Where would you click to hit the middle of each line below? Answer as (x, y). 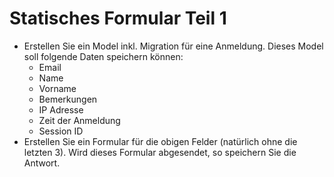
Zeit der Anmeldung (79, 120)
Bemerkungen (68, 99)
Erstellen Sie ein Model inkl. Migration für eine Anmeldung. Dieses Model (173, 46)
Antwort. (42, 163)
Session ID (61, 131)
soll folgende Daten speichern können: (103, 56)
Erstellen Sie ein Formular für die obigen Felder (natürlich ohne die (160, 141)
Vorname (57, 88)
